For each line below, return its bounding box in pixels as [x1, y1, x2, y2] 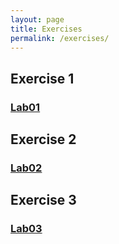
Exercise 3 [10, 192, 77, 209]
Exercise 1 [10, 70, 75, 87]
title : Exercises [10, 24, 83, 34]
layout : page [10, 14, 65, 25]
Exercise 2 [10, 131, 77, 148]
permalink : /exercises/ [10, 33, 110, 43]
